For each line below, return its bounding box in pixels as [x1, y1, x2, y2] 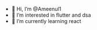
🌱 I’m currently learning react [11, 18, 81, 24]
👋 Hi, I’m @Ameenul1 [11, 6, 62, 12]
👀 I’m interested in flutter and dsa [11, 12, 91, 18]
